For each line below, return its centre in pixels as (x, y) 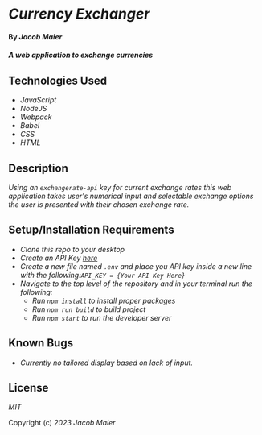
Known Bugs (41, 343)
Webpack (36, 117)
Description (38, 168)
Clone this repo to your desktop (72, 249)
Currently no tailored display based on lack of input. (106, 362)
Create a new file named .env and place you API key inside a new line (136, 266)
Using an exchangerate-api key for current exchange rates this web (120, 187)
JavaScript (38, 100)
